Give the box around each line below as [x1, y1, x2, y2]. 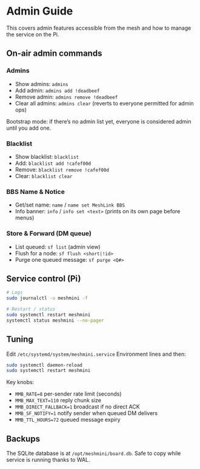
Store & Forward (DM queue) [6, 229, 92, 238]
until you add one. [6, 124, 52, 131]
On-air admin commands [6, 48, 102, 59]
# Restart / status [6, 306, 56, 313]
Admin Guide [6, 4, 73, 18]
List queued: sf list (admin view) [15, 243, 101, 250]
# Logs [6, 290, 23, 296]
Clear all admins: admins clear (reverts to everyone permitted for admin [15, 99, 194, 107]
